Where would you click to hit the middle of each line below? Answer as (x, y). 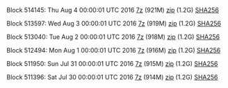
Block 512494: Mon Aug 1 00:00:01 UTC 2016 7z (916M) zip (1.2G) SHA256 (114, 50)
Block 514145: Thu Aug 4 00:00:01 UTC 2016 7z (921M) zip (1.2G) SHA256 (113, 10)
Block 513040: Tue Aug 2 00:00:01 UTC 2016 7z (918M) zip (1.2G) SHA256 (113, 37)
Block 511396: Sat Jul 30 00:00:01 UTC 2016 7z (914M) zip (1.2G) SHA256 (112, 77)
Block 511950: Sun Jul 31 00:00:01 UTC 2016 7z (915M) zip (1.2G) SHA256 (112, 64)
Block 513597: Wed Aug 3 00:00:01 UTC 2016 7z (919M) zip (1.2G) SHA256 (114, 23)
